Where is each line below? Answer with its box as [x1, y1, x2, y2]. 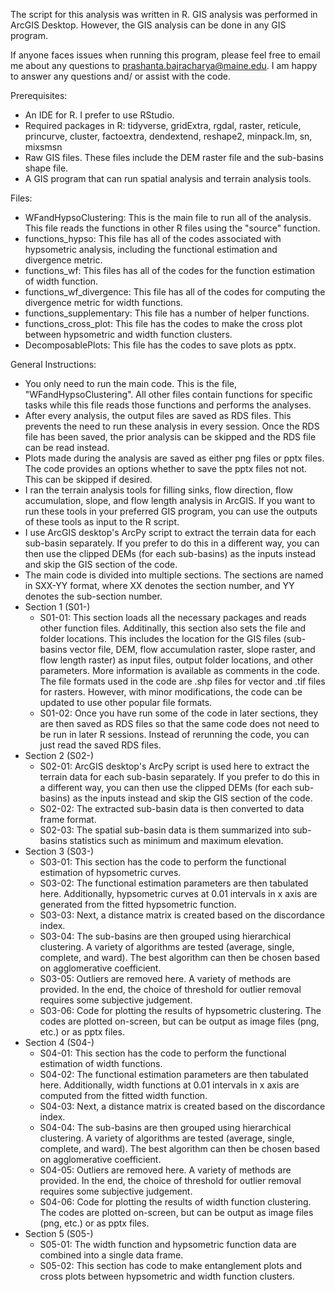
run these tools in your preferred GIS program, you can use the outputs [24, 505, 318, 517]
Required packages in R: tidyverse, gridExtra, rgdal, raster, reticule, [24, 120, 302, 131]
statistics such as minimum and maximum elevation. [69, 835, 284, 846]
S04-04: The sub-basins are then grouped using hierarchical [39, 1122, 292, 1133]
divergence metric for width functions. [24, 297, 183, 308]
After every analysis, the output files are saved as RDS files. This [24, 410, 292, 421]
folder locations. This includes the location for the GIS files [39, 633, 282, 644]
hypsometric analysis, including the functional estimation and [24, 244, 278, 255]
